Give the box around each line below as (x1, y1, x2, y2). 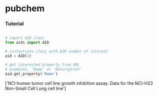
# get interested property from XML (5, 62, 80, 67)
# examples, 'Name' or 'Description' (5, 67, 82, 72)
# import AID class (5, 36, 45, 40)
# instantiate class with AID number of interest (5, 49, 109, 54)
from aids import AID (5, 40, 49, 45)
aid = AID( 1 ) (5, 54, 32, 58)
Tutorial (5, 20, 24, 27)
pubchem (5, 3, 45, 14)
